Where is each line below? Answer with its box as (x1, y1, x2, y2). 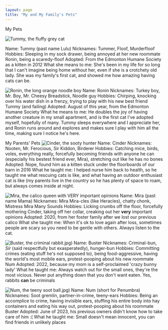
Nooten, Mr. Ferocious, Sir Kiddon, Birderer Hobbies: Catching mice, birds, (5, 145, 159, 151)
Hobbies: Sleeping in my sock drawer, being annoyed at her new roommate (5, 51, 160, 57)
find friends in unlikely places (5, 319, 66, 325)
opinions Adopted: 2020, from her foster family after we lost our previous (5, 214, 156, 220)
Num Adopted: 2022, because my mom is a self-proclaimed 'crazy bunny (5, 261, 157, 267)
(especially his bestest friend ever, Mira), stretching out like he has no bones (5, 156, 163, 162)
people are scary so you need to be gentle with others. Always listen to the (5, 225, 160, 231)
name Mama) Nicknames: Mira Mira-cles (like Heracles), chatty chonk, (5, 197, 151, 204)
